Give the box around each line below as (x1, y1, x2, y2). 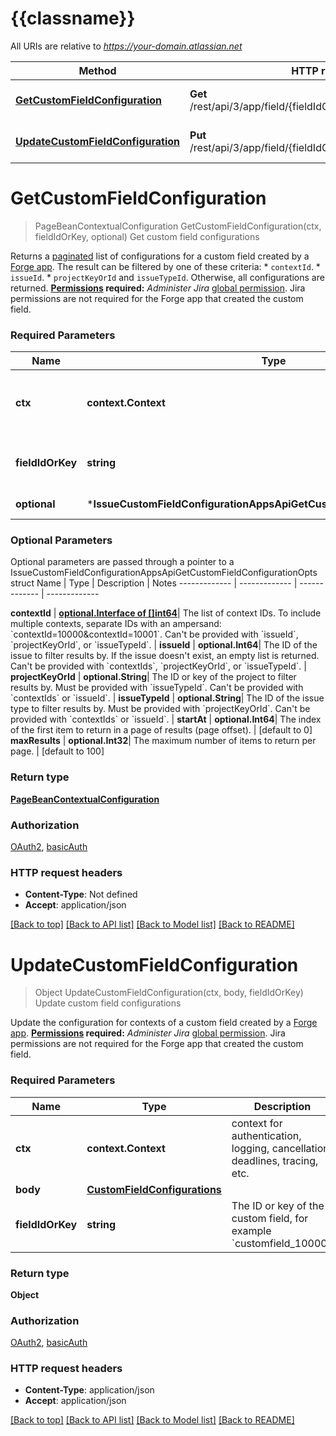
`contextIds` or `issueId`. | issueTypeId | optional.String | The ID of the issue (10, 692, 325, 704)
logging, (231, 1141, 270, 1155)
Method (78, 63, 117, 77)
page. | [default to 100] (10, 745, 105, 757)
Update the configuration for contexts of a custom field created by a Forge (10, 1017, 318, 1029)
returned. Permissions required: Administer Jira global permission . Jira (10, 282, 306, 294)
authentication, (231, 1128, 302, 1142)
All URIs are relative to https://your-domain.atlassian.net (10, 40, 243, 52)
